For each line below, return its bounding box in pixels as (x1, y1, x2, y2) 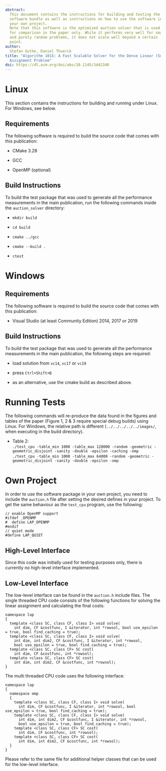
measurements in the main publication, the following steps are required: (5, 350, 151, 356)
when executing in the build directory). (5, 429, 84, 434)
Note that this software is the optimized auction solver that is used (9, 26, 161, 31)
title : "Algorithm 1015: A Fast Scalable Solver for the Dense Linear (5, 53, 154, 58)
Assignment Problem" (9, 58, 52, 63)
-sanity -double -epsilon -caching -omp (54, 449, 139, 454)
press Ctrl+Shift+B (12, 370, 52, 376)
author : (5, 44, 21, 49)
